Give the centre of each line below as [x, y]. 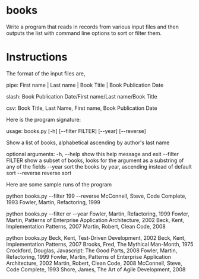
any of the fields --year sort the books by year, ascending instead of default [99, 166]
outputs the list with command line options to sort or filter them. [84, 33]
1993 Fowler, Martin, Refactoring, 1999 [53, 202]
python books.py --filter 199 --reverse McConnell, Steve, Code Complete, [97, 196]
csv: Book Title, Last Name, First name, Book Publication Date [82, 108]
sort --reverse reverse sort [39, 173]
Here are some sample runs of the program [59, 184]
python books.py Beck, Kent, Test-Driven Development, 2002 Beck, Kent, [96, 237]
